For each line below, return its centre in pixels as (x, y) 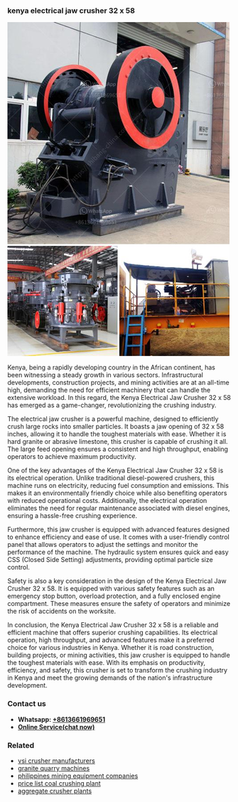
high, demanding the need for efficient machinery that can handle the (109, 390)
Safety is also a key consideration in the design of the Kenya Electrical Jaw (117, 581)
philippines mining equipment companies (78, 776)
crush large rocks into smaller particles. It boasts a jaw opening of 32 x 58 (116, 427)
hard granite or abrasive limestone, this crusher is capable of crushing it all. (118, 442)
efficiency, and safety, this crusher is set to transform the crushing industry (118, 671)
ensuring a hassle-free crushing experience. (72, 516)
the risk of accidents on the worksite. (62, 611)
